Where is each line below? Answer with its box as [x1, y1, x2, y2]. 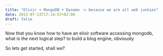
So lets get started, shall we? [5, 45, 65, 51]
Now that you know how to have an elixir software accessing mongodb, [5, 30, 153, 36]
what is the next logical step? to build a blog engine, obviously [5, 35, 134, 41]
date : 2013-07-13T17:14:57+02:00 [5, 12, 75, 17]
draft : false [5, 16, 33, 21]
